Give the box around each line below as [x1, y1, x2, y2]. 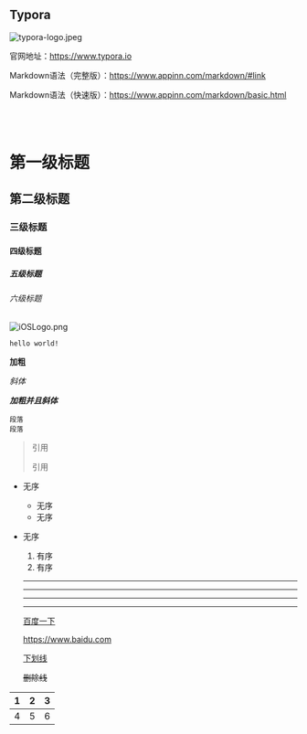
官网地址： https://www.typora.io [9, 50, 132, 61]
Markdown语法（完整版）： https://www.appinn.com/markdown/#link [9, 69, 267, 80]
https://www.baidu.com [22, 634, 112, 645]
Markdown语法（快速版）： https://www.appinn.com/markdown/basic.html [9, 89, 287, 100]
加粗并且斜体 [9, 395, 58, 406]
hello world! [9, 339, 59, 348]
